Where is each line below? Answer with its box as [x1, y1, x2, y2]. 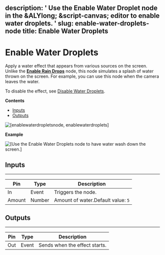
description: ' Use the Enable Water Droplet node [5, 4, 158, 12]
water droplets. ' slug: [5, 19, 74, 28]
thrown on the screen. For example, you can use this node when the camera [5, 73, 159, 79]
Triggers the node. [54, 189, 97, 196]
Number [30, 197, 50, 204]
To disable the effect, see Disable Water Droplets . [5, 88, 106, 94]
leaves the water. [5, 79, 40, 85]
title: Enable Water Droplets [22, 27, 109, 35]
